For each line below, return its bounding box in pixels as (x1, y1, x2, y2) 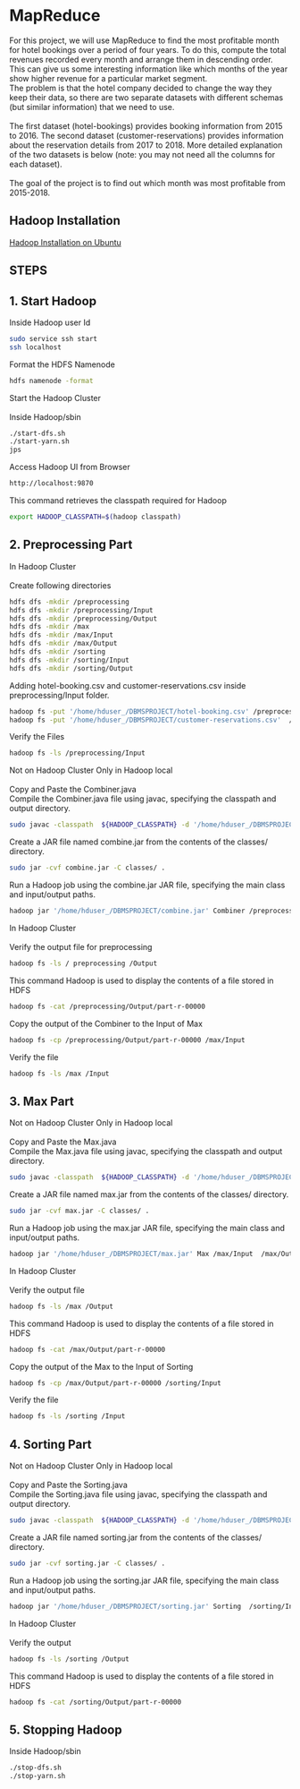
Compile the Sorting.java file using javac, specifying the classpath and (9, 1489, 268, 1500)
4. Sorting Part (9, 1436, 92, 1451)
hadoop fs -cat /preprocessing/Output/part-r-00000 (9, 1002, 205, 1011)
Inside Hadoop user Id (9, 317, 91, 328)
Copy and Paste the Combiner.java (9, 784, 137, 795)
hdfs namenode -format (9, 376, 94, 385)
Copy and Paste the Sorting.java (9, 1479, 128, 1491)
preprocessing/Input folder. (9, 689, 110, 700)
